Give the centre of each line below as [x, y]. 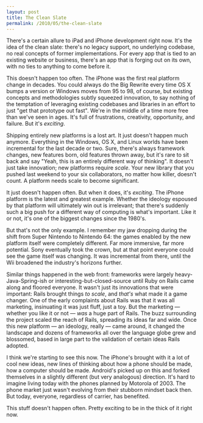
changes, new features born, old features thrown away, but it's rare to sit [98, 155]
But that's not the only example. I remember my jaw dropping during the [97, 230]
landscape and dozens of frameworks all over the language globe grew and [101, 333]
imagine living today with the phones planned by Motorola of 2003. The [96, 383]
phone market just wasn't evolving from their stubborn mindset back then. [99, 390]
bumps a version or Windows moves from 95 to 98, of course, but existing [100, 91]
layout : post [23, 12]
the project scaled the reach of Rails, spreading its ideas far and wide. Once [101, 320]
